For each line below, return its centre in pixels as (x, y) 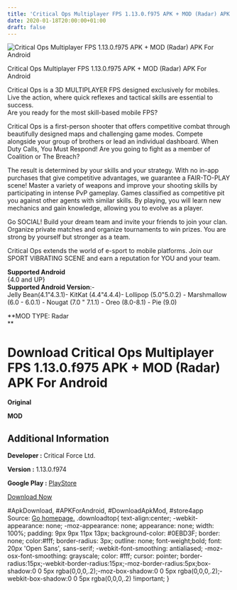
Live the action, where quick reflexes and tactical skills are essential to (110, 97)
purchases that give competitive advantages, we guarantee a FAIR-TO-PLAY (119, 178)
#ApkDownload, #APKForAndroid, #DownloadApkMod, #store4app (105, 511)
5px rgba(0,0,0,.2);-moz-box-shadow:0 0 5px (110, 571)
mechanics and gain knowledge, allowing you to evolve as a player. (105, 208)
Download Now (30, 497)
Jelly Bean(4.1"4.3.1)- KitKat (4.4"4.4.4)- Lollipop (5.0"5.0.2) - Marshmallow (117, 295)
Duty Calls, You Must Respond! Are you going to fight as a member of (109, 149)
